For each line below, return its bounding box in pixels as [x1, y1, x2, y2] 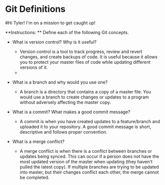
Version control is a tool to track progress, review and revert [19, 48, 142, 54]
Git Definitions [5, 3, 66, 15]
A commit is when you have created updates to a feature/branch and [19, 118, 160, 124]
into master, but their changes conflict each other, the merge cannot [19, 169, 159, 175]
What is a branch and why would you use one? [12, 79, 108, 85]
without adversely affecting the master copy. [19, 99, 111, 105]
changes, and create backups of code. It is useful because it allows [19, 53, 158, 60]
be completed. [19, 174, 50, 180]
